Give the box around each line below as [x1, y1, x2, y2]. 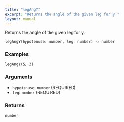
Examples [5, 51, 29, 58]
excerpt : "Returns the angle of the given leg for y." [5, 12, 120, 17]
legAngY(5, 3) [5, 62, 34, 67]
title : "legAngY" [5, 7, 41, 12]
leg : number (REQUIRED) [12, 90, 61, 95]
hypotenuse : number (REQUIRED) [12, 84, 76, 90]
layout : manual [5, 16, 36, 21]
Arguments [5, 73, 33, 80]
